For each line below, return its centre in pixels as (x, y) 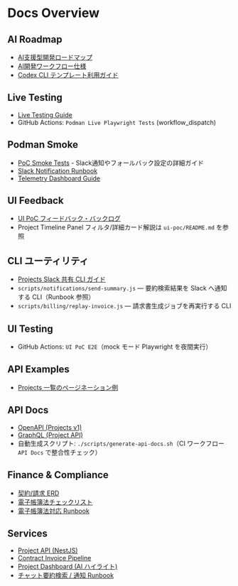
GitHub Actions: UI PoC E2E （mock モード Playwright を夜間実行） (115, 347)
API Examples (38, 370)
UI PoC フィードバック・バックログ (69, 219)
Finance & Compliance (58, 475)
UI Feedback (36, 201)
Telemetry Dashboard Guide (59, 178)
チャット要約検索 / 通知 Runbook (66, 575)
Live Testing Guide (45, 114)
